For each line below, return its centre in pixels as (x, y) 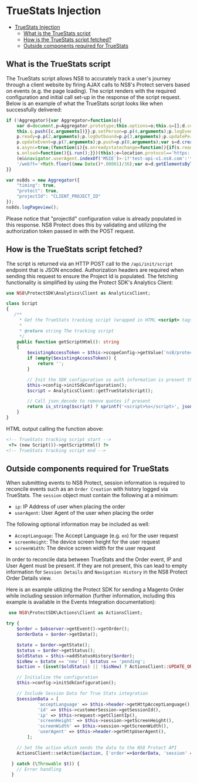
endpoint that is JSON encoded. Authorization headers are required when (95, 270)
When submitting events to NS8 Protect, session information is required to (96, 483)
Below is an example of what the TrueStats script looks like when (84, 103)
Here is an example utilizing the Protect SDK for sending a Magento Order (95, 590)
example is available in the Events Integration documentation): (81, 602)
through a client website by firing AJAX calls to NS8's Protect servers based (98, 85)
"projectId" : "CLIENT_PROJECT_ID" (59, 197)
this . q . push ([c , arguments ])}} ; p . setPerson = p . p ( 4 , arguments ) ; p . (96, 131)
